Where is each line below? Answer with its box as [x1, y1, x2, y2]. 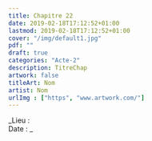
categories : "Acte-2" [8, 57, 81, 65]
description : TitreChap [8, 64, 88, 72]
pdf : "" [8, 42, 34, 50]
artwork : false [8, 71, 59, 79]
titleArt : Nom [8, 79, 56, 87]
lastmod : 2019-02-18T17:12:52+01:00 [8, 26, 130, 34]
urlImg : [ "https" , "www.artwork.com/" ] [8, 94, 146, 102]
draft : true [8, 49, 48, 57]
